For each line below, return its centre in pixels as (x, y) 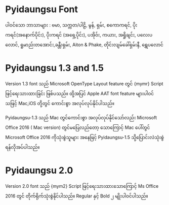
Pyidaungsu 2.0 (39, 170)
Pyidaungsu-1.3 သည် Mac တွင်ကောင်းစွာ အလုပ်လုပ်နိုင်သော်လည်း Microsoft (81, 117)
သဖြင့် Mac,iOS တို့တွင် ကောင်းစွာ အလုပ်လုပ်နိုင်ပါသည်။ (60, 103)
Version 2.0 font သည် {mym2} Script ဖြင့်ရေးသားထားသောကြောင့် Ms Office (82, 186)
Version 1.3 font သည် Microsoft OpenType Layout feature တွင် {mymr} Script (84, 83)
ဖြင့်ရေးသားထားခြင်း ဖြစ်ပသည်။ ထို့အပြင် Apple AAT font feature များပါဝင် (80, 93)
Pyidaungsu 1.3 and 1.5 (54, 68)
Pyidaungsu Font (42, 9)
